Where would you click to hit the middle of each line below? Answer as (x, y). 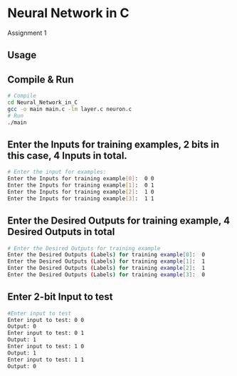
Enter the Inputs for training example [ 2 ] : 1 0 (81, 192)
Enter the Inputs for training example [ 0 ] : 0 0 (81, 179)
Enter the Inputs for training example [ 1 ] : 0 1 (81, 186)
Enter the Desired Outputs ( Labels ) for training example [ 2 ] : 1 (106, 268)
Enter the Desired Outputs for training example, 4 (118, 221)
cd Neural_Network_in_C (43, 103)
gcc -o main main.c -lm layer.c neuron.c (70, 109)
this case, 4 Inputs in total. (68, 156)
